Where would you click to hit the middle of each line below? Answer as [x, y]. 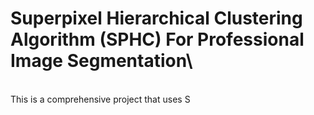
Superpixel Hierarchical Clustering [156, 18]
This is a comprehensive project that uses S [100, 99]
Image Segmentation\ [101, 61]
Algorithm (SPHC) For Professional [157, 39]
